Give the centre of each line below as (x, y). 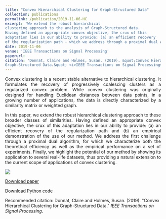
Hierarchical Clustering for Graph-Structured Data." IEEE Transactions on (80, 206)
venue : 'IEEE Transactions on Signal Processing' (57, 51)
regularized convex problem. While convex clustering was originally (83, 90)
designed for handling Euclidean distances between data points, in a (83, 95)
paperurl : (15, 56)
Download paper (22, 181)
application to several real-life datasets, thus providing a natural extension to (83, 157)
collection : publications (32, 14)
